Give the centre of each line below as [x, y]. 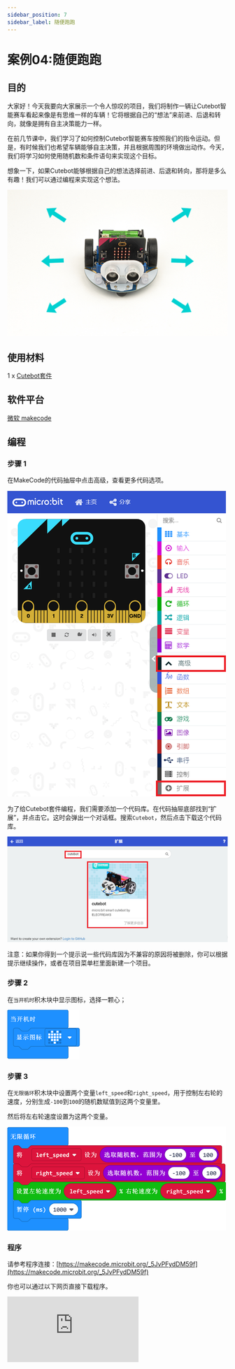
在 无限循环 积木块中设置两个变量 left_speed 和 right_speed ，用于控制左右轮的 [115, 1092]
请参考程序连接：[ [33, 1264]
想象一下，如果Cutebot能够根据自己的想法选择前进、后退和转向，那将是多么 [117, 171]
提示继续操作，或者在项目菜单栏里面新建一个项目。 [81, 963]
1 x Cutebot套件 [30, 375]
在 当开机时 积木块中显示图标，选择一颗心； [67, 999]
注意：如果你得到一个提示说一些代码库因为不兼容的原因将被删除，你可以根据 [117, 954]
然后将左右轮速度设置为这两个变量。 [59, 1116]
